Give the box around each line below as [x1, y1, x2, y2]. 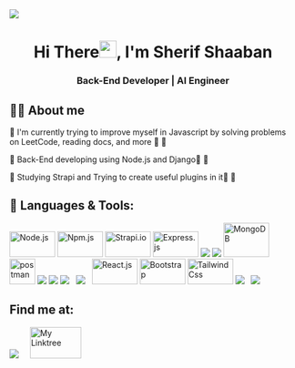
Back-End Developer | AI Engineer [76, 75, 229, 87]
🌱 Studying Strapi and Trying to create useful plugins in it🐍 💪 [9, 171, 237, 182]
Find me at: [9, 302, 75, 318]
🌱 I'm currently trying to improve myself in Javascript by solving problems [9, 127, 287, 138]
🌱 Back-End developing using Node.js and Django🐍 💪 [9, 154, 209, 165]
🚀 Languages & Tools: [9, 198, 135, 213]
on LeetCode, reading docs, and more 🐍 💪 [9, 136, 167, 147]
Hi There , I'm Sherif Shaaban [33, 42, 273, 63]
